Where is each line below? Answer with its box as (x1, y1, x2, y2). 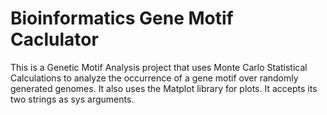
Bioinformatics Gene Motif (10, 7, 234, 30)
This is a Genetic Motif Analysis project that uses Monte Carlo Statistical (10, 61, 308, 73)
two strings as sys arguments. (10, 93, 135, 105)
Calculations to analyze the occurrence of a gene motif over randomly (10, 72, 299, 84)
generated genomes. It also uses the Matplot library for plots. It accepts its (10, 82, 318, 94)
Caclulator (10, 28, 99, 51)
